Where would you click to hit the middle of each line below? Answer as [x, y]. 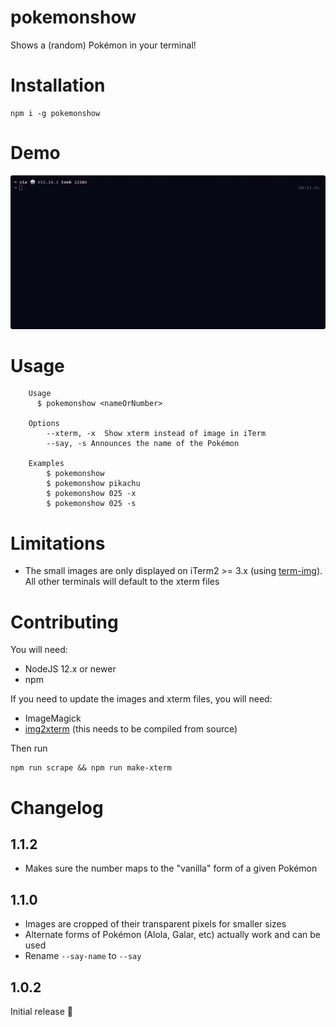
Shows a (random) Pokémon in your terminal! [103, 45]
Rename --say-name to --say [83, 956]
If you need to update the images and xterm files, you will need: [141, 699]
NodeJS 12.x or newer [70, 669]
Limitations [58, 543]
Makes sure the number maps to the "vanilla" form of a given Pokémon [171, 868]
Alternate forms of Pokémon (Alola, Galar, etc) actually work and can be [172, 935]
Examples [46, 464]
